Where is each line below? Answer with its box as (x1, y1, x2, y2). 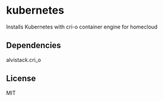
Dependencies (6, 40, 61, 50)
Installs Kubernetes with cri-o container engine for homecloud (6, 23, 158, 30)
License (6, 74, 36, 84)
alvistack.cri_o (6, 56, 41, 63)
